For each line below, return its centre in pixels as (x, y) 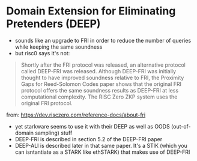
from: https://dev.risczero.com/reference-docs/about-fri (76, 115)
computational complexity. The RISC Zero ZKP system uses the (99, 97)
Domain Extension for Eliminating (91, 11)
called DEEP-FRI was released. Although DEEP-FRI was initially (98, 71)
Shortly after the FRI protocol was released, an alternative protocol (103, 65)
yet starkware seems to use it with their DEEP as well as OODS (92, 126)
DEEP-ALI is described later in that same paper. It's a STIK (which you (101, 145)
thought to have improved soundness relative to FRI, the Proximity (102, 77)
